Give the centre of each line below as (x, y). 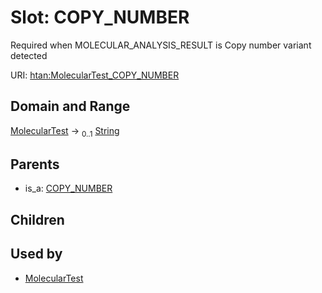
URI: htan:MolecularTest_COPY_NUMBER (95, 75)
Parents (35, 164)
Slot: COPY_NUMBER (100, 17)
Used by (36, 254)
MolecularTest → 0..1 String (65, 131)
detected (29, 55)
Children (37, 219)
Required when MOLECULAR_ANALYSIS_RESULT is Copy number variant (161, 45)
